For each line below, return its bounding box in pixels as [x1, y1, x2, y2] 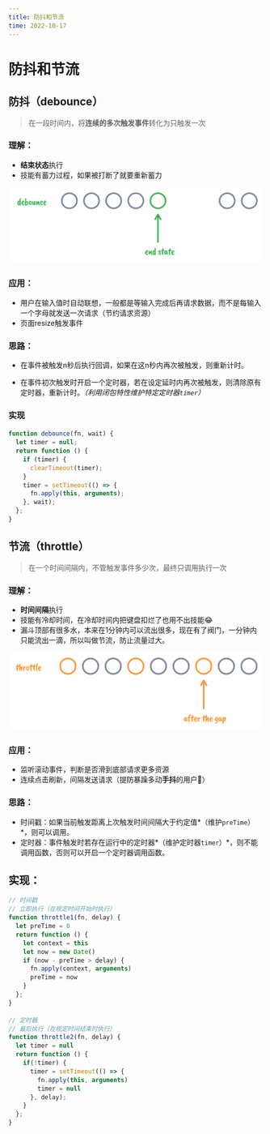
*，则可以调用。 [19, 827, 74, 837]
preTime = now [29, 974, 78, 982]
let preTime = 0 [15, 922, 70, 931]
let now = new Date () [23, 948, 95, 956]
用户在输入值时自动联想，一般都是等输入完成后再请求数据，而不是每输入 [19, 297, 261, 307]
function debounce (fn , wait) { [8, 430, 114, 438]
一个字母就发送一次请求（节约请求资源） [19, 308, 155, 318]
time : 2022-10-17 [8, 21, 67, 30]
